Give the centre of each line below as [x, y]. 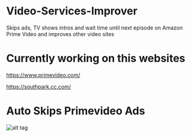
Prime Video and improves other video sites [60, 34]
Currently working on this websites [96, 59]
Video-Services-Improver [72, 11]
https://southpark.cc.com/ [38, 87]
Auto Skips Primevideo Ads [76, 111]
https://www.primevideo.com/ [43, 75]
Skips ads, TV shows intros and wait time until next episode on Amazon [95, 28]
